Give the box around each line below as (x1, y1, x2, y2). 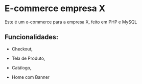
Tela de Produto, (11, 55, 45, 61)
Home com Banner (11, 74, 50, 80)
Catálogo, (11, 65, 32, 70)
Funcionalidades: (4, 33, 59, 41)
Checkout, (11, 46, 33, 51)
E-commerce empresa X (4, 3, 106, 14)
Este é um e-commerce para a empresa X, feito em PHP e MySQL (4, 19, 138, 25)
